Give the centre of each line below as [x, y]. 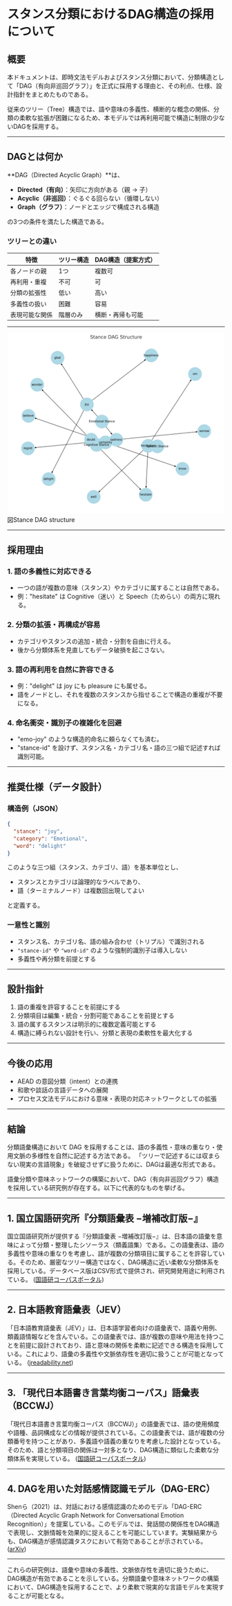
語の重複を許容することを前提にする [69, 1007]
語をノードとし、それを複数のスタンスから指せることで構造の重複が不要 [120, 695]
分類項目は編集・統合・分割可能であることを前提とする [96, 1016]
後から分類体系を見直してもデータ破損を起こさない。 [93, 650]
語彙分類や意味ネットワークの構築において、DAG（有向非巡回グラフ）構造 [113, 1179]
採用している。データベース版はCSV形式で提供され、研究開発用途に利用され [116, 1270]
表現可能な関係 [31, 314]
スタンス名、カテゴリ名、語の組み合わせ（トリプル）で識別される [111, 941]
